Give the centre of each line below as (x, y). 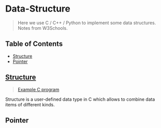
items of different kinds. (30, 104)
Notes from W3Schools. (43, 28)
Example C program (38, 89)
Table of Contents (34, 44)
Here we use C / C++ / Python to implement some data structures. (87, 23)
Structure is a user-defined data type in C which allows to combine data (80, 99)
